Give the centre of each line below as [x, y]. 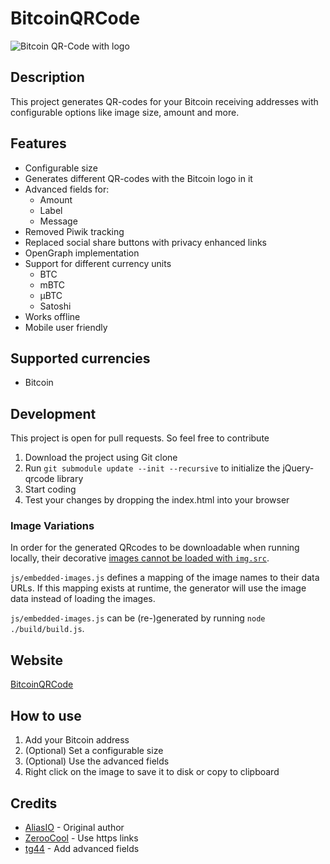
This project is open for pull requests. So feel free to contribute [140, 438]
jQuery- [298, 468]
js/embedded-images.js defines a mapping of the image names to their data [165, 578]
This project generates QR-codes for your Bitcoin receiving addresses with [164, 101]
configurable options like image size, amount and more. [125, 112]
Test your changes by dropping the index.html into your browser [157, 500]
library [70, 479]
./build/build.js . [47, 629]
